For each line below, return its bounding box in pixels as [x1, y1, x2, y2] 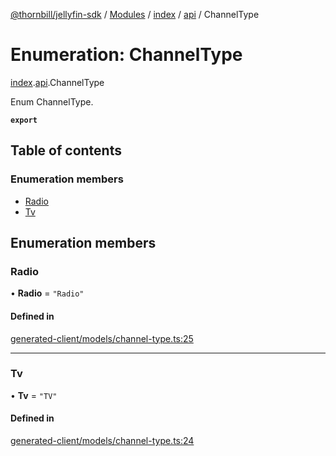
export [10, 115, 38, 125]
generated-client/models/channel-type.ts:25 [10, 332, 194, 344]
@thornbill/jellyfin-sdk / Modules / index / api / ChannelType [10, 9, 260, 20]
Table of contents [10, 142, 122, 159]
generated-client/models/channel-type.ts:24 [10, 435, 195, 447]
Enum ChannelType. [10, 95, 94, 108]
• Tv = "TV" [10, 389, 58, 401]
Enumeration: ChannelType [10, 44, 243, 66]
